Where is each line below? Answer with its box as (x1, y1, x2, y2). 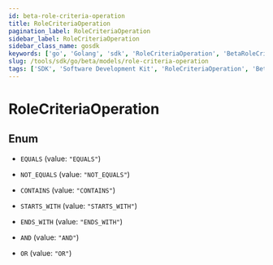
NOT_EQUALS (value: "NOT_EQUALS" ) (19, 169, 130, 179)
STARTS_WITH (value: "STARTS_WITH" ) (19, 201, 138, 211)
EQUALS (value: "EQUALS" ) (19, 154, 102, 163)
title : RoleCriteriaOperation (8, 20, 111, 28)
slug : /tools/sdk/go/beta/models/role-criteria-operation (8, 58, 209, 66)
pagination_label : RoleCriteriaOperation (8, 27, 151, 35)
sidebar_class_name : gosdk (8, 42, 100, 50)
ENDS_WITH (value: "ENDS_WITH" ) (19, 216, 123, 226)
